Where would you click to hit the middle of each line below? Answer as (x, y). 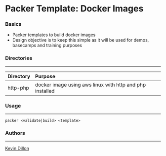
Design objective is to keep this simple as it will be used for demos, (81, 40)
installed (45, 91)
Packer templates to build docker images (54, 35)
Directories (19, 58)
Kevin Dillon (17, 149)
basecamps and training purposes (47, 46)
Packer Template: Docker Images (74, 9)
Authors (15, 133)
